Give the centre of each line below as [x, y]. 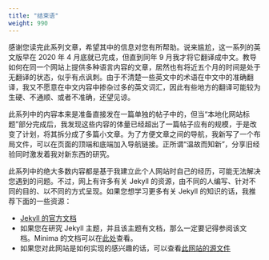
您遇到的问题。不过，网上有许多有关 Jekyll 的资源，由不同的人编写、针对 [129, 181]
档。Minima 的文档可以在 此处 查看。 [78, 238]
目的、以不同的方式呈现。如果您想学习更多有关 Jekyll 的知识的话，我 [136, 191]
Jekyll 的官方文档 [48, 218]
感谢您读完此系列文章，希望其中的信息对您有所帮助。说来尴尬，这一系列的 [131, 47]
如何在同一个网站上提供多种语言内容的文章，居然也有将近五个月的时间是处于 [134, 67]
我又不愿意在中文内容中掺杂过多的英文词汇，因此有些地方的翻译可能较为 [141, 87]
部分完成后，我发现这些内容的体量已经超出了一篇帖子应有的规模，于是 [134, 124]
